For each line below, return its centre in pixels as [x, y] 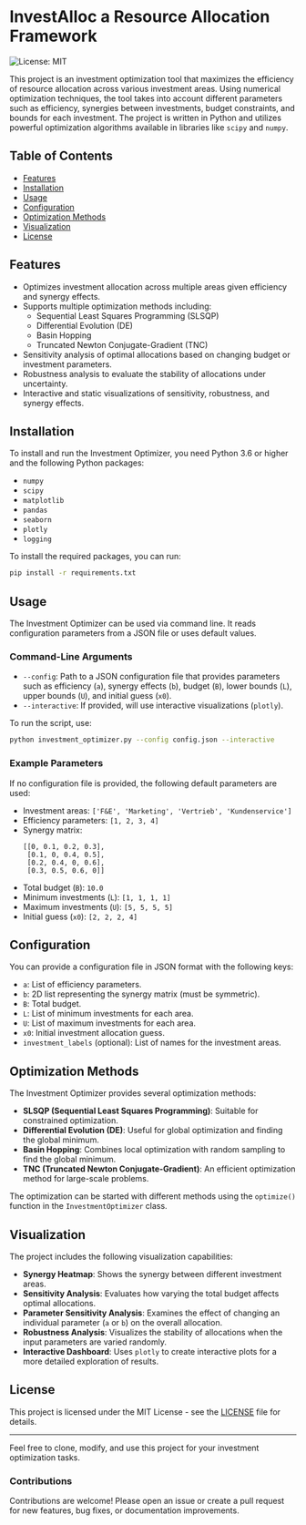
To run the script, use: [51, 723]
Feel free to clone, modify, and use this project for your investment [134, 1448]
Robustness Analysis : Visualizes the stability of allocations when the [153, 1332]
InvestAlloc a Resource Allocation [140, 17]
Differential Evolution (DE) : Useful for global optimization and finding [153, 1131]
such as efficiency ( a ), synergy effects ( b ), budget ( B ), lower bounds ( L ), [157, 686]
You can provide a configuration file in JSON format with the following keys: [152, 967]
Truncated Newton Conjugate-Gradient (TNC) [122, 344]
